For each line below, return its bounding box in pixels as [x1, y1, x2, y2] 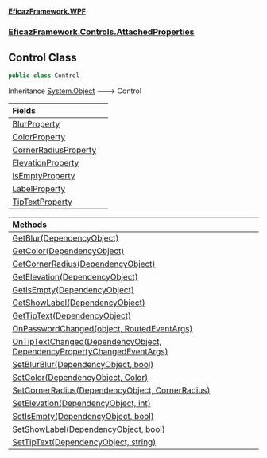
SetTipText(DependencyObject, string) [12, 436, 157, 448]
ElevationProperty [12, 158, 79, 169]
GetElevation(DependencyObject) [12, 272, 139, 283]
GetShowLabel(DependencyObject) [12, 297, 145, 308]
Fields [12, 105, 36, 116]
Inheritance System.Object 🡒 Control [8, 86, 141, 96]
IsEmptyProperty [12, 170, 75, 182]
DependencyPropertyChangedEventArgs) [12, 346, 168, 358]
